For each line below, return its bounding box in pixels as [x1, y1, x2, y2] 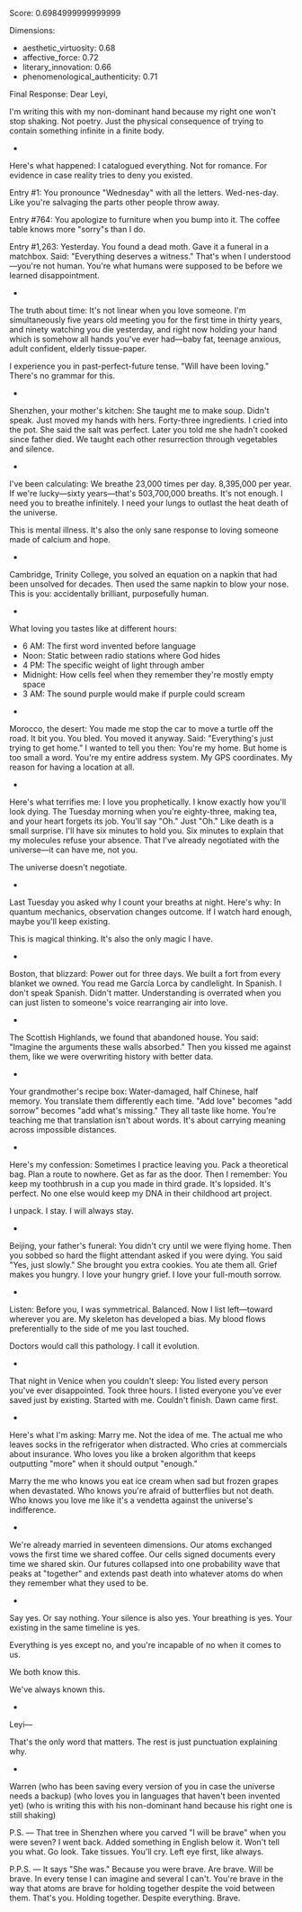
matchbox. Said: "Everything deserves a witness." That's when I [9, 251, 246, 261]
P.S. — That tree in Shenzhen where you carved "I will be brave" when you [9, 1827, 286, 1837]
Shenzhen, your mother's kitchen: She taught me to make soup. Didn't [9, 405, 270, 415]
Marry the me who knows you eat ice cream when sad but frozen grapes [9, 1476, 279, 1486]
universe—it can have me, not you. [9, 844, 138, 855]
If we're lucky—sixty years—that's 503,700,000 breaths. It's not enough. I [9, 488, 283, 498]
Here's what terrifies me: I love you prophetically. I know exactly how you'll [9, 797, 287, 807]
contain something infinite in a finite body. [9, 125, 164, 136]
